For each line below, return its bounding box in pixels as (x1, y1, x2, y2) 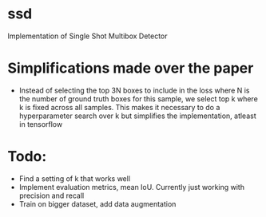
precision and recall (18, 191, 85, 200)
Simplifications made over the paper (7, 59, 254, 77)
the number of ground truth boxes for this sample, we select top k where (18, 93, 259, 104)
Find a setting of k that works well (18, 173, 131, 183)
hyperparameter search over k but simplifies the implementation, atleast (18, 111, 256, 120)
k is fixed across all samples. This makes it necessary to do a (18, 102, 220, 112)
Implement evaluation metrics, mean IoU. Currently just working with (18, 182, 245, 191)
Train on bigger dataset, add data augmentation (18, 199, 177, 208)
